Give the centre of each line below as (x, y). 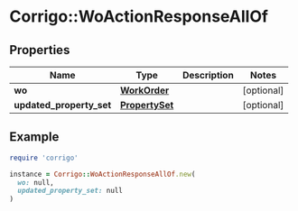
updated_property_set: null (70, 191)
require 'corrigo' (44, 158)
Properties (40, 50)
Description (208, 75)
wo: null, (36, 182)
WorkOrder (145, 90)
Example (34, 137)
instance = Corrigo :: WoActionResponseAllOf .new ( (102, 174)
